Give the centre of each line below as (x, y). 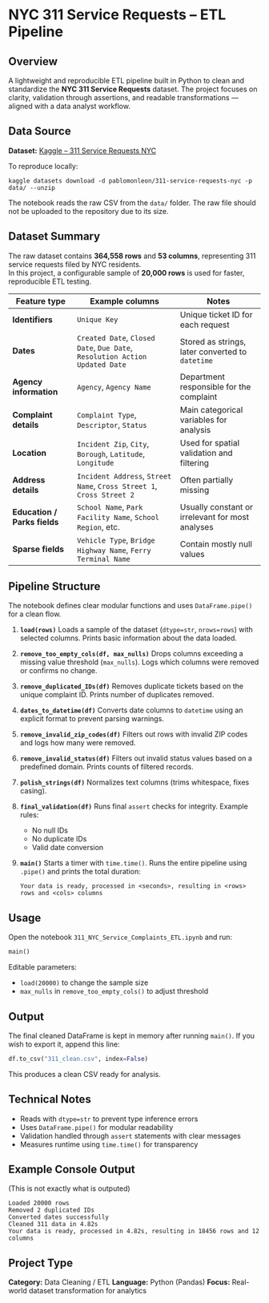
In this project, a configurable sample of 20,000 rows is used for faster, (126, 272)
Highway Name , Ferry (114, 550)
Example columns (125, 301)
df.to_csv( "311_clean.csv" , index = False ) (78, 1059)
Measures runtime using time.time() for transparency (109, 1144)
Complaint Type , (107, 414)
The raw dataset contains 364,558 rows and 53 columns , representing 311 (132, 256)
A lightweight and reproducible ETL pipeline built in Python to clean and (126, 81)
